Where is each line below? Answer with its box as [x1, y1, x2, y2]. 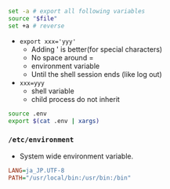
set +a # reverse [8, 22, 65, 30]
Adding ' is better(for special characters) [31, 44, 163, 54]
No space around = [31, 53, 94, 62]
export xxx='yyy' [19, 38, 77, 45]
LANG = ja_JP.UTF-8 [8, 166, 65, 174]
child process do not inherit [31, 94, 120, 104]
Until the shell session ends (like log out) [31, 69, 162, 78]
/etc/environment [8, 136, 74, 144]
